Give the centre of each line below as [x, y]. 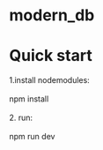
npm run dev [32, 137]
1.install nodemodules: [49, 80]
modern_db [52, 15]
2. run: [21, 118]
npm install [29, 99]
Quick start [51, 56]
